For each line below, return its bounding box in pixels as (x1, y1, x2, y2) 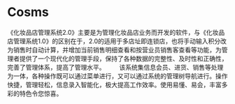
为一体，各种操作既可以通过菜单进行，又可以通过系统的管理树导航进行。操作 (7, 71, 228, 80)
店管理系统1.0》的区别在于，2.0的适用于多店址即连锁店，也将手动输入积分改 (7, 36, 227, 45)
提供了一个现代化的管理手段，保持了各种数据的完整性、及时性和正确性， (19, 54, 228, 63)
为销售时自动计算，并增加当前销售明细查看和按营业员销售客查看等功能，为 (7, 45, 222, 54)
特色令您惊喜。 (19, 89, 63, 98)
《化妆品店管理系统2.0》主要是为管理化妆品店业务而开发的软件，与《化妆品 (7, 28, 225, 36)
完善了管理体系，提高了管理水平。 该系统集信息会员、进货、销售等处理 (7, 63, 224, 71)
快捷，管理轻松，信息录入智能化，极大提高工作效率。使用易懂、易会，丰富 (7, 80, 222, 89)
